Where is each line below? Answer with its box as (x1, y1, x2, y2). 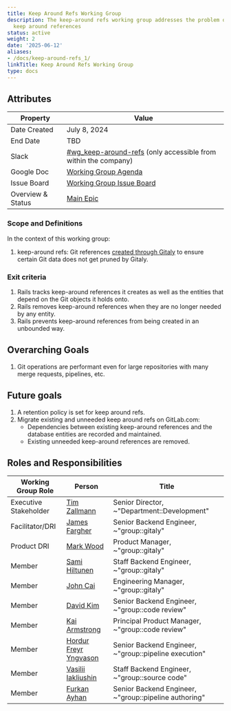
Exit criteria (7, 272, 47, 282)
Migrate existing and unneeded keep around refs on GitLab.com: (16, 415, 201, 424)
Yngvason (66, 653, 99, 663)
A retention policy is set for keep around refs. (16, 408, 146, 416)
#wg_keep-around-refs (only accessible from (66, 147, 217, 157)
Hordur (66, 636, 89, 646)
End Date (10, 136, 41, 146)
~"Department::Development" (113, 506, 210, 516)
